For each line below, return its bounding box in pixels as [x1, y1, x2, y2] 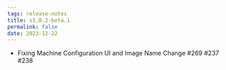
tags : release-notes [7, 10, 68, 17]
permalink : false [7, 23, 58, 30]
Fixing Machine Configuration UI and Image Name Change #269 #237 [17, 49, 219, 57]
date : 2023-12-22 [7, 29, 58, 37]
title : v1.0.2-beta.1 [7, 17, 71, 24]
